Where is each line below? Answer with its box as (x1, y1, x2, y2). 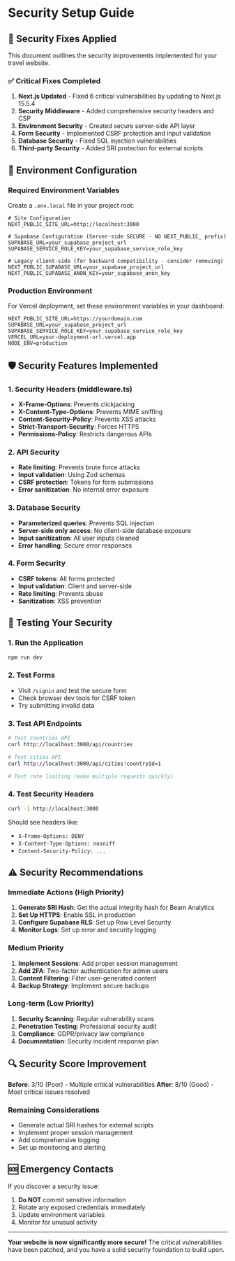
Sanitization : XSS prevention (17, 597, 102, 605)
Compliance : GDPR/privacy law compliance (17, 1030, 145, 1038)
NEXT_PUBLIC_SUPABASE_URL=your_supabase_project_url (8, 264, 165, 271)
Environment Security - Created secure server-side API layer (17, 122, 196, 130)
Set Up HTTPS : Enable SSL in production (17, 911, 137, 919)
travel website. (8, 59, 50, 67)
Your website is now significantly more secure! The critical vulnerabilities (8, 1238, 222, 1246)
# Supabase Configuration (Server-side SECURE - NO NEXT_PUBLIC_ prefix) (8, 233, 227, 240)
